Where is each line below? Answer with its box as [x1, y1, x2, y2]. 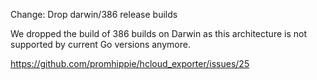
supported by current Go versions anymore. [10, 39, 191, 50]
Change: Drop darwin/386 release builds [10, 9, 178, 20]
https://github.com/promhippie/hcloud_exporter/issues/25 [10, 58, 250, 69]
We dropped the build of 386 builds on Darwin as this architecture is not [10, 28, 307, 39]
